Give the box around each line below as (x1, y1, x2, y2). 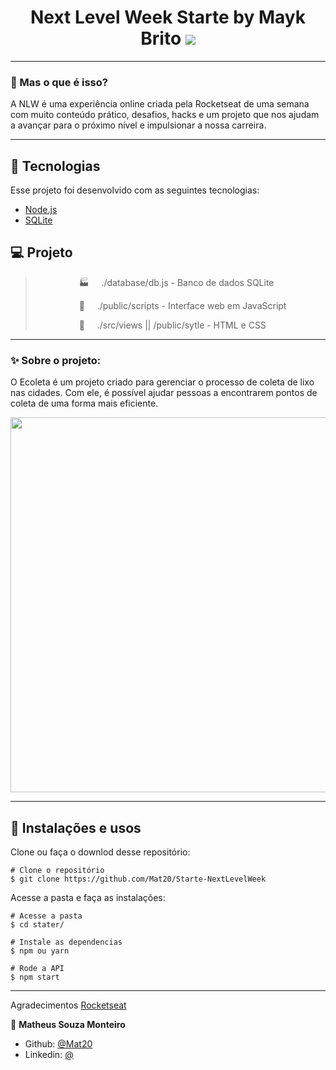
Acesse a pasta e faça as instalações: (10, 891, 166, 903)
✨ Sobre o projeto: (10, 353, 102, 367)
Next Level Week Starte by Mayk (30, 6, 306, 29)
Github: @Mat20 (24, 1037, 93, 1050)
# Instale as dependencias (10, 937, 123, 947)
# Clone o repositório (10, 865, 105, 875)
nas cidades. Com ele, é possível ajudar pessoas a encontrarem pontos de (10, 387, 318, 399)
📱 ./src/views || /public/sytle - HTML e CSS (78, 319, 267, 331)
